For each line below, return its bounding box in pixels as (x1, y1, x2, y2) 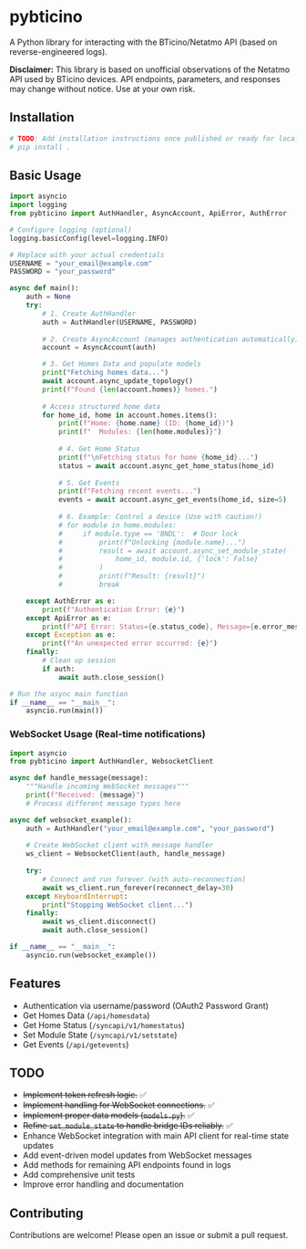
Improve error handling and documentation (22, 1179, 184, 1190)
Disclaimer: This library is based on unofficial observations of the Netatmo (9, 64, 291, 75)
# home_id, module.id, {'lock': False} (57, 555, 259, 564)
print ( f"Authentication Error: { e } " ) (42, 605, 185, 614)
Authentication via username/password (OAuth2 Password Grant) (22, 1000, 269, 1011)
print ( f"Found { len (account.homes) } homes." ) (42, 385, 219, 394)
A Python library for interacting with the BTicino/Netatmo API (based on (9, 36, 278, 47)
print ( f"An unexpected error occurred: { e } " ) (42, 639, 219, 649)
